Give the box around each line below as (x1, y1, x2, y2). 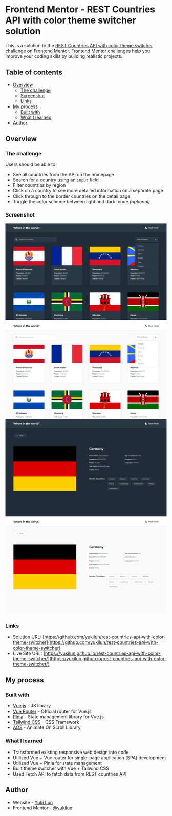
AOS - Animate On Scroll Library (12, 724, 81, 731)
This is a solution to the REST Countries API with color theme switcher (5, 42, 153, 48)
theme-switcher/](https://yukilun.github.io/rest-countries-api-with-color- (12, 655, 167, 661)
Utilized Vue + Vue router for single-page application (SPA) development (12, 754, 166, 761)
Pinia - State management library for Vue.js (12, 714, 104, 720)
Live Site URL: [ (12, 650, 46, 656)
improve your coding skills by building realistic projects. (5, 53, 123, 59)
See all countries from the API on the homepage (12, 171, 114, 178)
